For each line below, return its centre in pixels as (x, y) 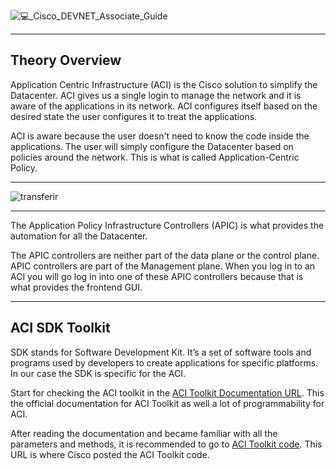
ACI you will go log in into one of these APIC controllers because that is (157, 276)
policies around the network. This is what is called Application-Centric (155, 157)
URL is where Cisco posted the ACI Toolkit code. (110, 454)
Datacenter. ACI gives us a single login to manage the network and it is (156, 95)
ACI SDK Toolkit (60, 328)
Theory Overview (66, 60)
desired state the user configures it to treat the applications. (134, 116)
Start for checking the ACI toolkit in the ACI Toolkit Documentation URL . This (167, 392)
